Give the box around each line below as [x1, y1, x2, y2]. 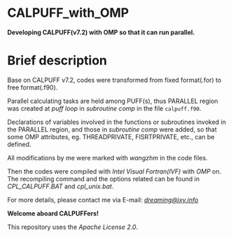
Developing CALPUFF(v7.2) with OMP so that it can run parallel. [7, 28, 195, 36]
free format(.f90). [7, 83, 58, 92]
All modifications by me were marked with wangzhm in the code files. [7, 153, 208, 162]
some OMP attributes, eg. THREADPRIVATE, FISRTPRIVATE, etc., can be [7, 132, 215, 141]
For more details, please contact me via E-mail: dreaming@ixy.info [7, 195, 199, 204]
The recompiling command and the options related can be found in [7, 174, 200, 183]
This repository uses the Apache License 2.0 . [7, 223, 139, 231]
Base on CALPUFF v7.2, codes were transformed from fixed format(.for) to [7, 76, 222, 84]
